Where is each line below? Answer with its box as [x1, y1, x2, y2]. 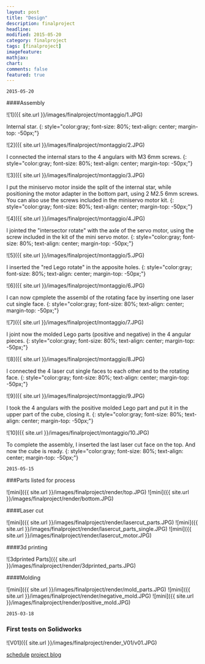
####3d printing [6, 544, 48, 551]
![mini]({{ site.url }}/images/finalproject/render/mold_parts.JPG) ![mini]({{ [6, 586, 191, 593]
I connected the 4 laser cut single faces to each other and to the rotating [6, 367, 190, 375]
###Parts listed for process [6, 476, 75, 484]
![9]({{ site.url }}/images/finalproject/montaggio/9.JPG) [6, 392, 145, 400]
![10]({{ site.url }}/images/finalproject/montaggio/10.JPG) [6, 429, 150, 437]
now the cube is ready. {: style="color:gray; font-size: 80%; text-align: [6, 448, 184, 455]
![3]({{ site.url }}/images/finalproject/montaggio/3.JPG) [6, 172, 145, 179]
